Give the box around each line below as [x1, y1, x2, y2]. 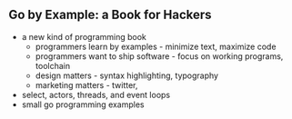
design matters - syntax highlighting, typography [35, 70, 219, 81]
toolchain [35, 60, 71, 71]
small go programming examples [21, 99, 145, 110]
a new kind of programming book [21, 31, 147, 42]
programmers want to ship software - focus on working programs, [35, 50, 284, 62]
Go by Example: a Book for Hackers [8, 7, 212, 23]
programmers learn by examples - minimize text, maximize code [35, 41, 277, 52]
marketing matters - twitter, [35, 79, 138, 90]
